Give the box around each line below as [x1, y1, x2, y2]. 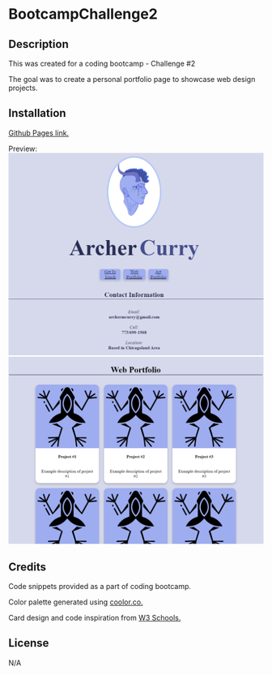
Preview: [8, 144, 38, 153]
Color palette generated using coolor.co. [8, 597, 143, 607]
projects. [8, 83, 38, 92]
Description [8, 37, 69, 51]
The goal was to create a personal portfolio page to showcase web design [8, 75, 256, 84]
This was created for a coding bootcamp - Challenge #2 [8, 58, 196, 68]
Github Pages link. [8, 127, 70, 138]
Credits [8, 560, 47, 574]
